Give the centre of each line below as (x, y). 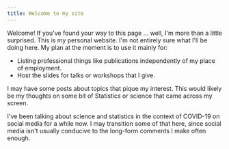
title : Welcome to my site (45, 13)
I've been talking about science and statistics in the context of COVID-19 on (113, 116)
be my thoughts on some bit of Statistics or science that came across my (110, 96)
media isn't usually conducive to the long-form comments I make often (107, 131)
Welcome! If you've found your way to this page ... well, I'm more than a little (115, 33)
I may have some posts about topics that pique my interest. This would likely (114, 88)
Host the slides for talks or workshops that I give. (86, 75)
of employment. (39, 68)
